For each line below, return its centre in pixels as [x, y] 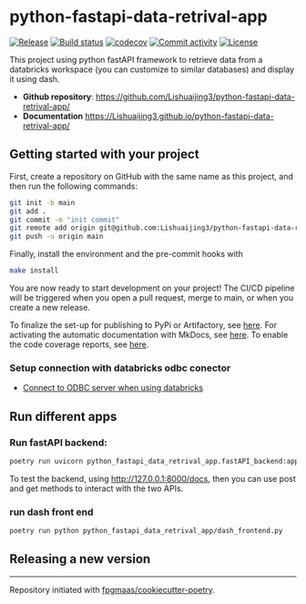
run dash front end [51, 512]
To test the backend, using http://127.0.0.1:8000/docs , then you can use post [153, 478]
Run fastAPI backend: [58, 442]
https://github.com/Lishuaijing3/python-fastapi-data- [195, 97]
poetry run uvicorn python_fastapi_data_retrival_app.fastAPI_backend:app [154, 461]
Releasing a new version [80, 559]
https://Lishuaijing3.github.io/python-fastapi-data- [180, 116]
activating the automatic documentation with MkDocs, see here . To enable [149, 335]
